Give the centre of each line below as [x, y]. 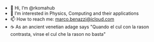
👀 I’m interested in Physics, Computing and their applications [74, 13]
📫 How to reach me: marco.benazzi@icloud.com [62, 19]
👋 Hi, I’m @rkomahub [33, 8]
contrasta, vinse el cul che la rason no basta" [58, 34]
